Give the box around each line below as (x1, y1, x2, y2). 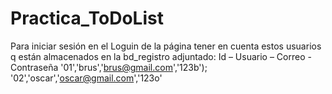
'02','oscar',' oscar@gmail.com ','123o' (10, 72, 163, 84)
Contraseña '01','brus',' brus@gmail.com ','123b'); (10, 61, 208, 73)
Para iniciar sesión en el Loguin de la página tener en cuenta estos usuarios (10, 40, 322, 52)
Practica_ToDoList (10, 7, 164, 30)
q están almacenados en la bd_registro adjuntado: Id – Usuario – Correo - (10, 50, 312, 62)
